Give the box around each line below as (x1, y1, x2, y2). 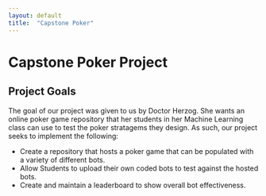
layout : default (8, 11, 62, 20)
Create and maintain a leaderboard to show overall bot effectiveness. (19, 180, 246, 190)
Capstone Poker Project (8, 53, 168, 71)
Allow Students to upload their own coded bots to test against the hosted (19, 163, 259, 173)
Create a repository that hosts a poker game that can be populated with (19, 146, 254, 156)
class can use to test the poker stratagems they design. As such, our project (8, 122, 258, 132)
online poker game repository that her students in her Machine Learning (8, 114, 244, 124)
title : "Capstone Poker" (8, 19, 94, 27)
